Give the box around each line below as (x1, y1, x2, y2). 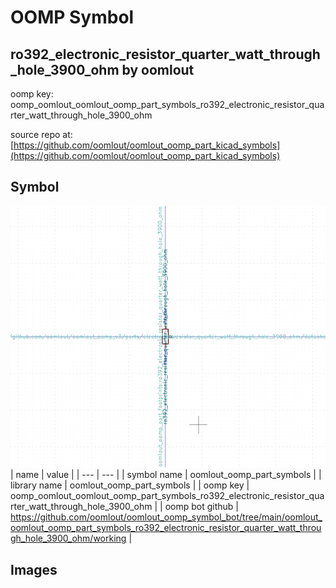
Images (10, 561, 58, 578)
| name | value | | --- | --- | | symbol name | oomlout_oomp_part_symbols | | (10, 469, 322, 481)
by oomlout (121, 61, 195, 78)
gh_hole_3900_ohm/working (10, 532, 127, 545)
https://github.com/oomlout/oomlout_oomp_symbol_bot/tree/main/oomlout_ (10, 511, 323, 523)
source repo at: (10, 129, 73, 140)
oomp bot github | (164, 501, 240, 513)
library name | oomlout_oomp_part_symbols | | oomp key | (10, 479, 250, 491)
